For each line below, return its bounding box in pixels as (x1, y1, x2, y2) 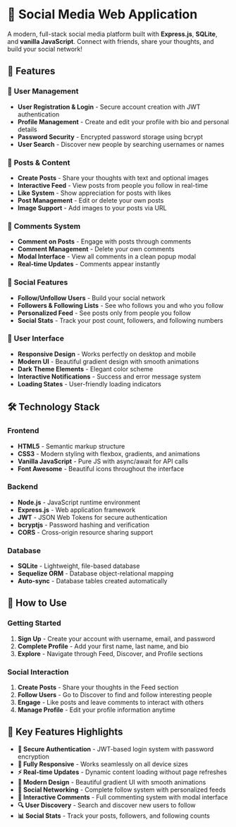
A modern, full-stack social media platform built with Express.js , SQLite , (7, 30, 218, 38)
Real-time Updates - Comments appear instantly (17, 260, 161, 268)
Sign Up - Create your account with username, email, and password (17, 634, 216, 643)
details (17, 125, 37, 133)
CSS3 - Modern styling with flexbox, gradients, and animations (17, 449, 201, 458)
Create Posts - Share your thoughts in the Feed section (17, 683, 179, 691)
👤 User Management (7, 86, 79, 96)
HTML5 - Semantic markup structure (17, 441, 125, 451)
